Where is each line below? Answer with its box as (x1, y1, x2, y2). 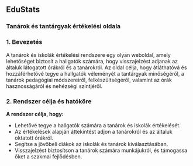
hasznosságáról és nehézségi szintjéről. (6, 82, 103, 90)
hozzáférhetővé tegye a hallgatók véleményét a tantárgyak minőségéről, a (6, 70, 184, 77)
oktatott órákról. (14, 134, 54, 141)
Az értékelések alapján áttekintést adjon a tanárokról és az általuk (14, 128, 173, 135)
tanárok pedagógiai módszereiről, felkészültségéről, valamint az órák (6, 76, 173, 83)
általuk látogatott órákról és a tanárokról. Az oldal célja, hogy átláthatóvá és (6, 64, 187, 71)
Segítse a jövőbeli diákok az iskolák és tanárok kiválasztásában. (14, 140, 168, 147)
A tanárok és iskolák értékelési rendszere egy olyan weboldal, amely (6, 51, 171, 58)
